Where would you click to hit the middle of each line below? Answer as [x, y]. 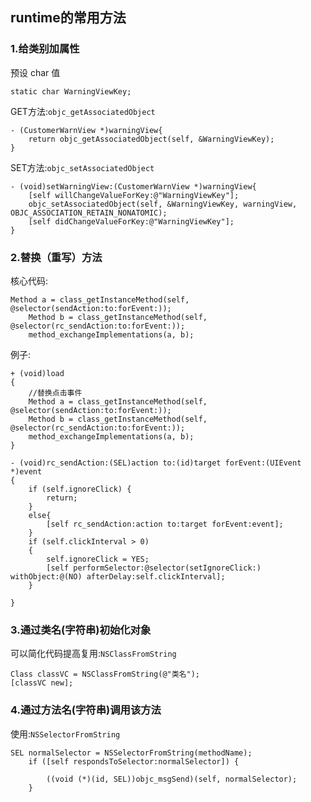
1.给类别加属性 [45, 49]
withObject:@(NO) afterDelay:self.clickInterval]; [118, 576]
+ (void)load [37, 373]
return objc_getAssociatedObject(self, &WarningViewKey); [151, 139]
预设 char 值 [35, 72]
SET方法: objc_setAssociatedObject [82, 167]
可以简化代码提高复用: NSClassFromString [93, 654]
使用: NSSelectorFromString [65, 734]
